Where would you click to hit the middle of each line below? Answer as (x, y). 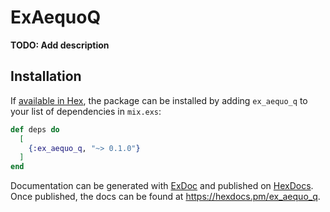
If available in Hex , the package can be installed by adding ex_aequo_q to (159, 100)
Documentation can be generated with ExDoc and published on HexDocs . (162, 186)
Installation (46, 76)
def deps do (35, 129)
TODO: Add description (60, 45)
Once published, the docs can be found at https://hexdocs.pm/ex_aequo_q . (165, 197)
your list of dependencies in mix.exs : (86, 111)
